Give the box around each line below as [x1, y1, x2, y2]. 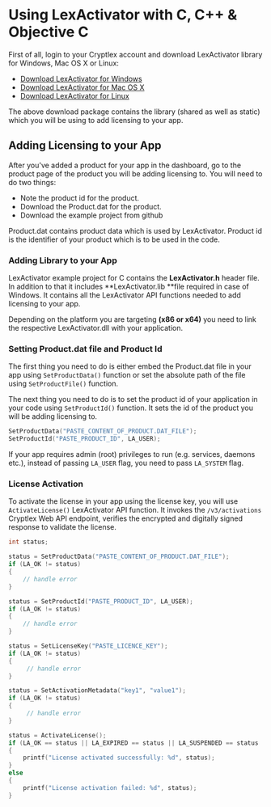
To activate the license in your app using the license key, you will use [8, 496, 239, 506]
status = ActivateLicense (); [8, 731, 107, 739]
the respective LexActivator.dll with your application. [8, 323, 184, 333]
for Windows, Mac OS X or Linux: [8, 58, 120, 68]
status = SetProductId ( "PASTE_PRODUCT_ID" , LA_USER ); [8, 597, 194, 606]
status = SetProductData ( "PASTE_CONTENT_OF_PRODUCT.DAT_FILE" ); [8, 552, 230, 561]
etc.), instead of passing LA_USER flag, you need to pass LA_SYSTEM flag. [8, 458, 244, 468]
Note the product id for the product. [19, 192, 140, 203]
